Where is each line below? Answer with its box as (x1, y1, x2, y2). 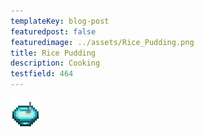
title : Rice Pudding (10, 48, 97, 58)
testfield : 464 (10, 69, 74, 79)
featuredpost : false (10, 26, 97, 37)
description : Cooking (10, 58, 101, 69)
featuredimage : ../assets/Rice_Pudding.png (10, 37, 195, 47)
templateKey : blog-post (10, 16, 110, 26)
